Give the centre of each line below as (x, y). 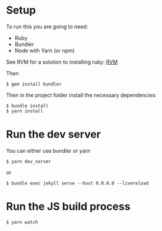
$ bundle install (27, 106)
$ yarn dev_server (29, 161)
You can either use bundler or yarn (48, 150)
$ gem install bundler (34, 84)
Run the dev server (54, 135)
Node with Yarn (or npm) (44, 50)
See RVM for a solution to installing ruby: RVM (62, 62)
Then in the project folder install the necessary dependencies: (82, 95)
